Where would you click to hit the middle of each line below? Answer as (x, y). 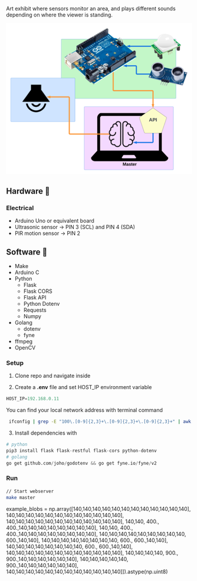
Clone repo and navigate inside (52, 376)
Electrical (20, 208)
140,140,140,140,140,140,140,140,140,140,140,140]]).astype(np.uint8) (87, 572)
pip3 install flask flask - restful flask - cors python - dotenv (82, 451)
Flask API (35, 297)
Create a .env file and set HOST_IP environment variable (83, 387)
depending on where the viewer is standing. (60, 15)
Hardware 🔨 (28, 191)
